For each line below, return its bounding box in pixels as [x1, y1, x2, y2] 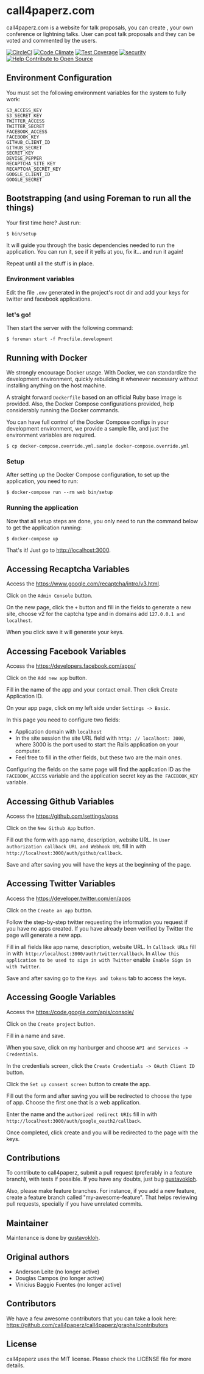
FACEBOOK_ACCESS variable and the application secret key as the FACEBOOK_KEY [6, 772, 199, 779]
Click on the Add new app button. [6, 674, 87, 682]
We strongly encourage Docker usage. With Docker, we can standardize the [6, 368, 197, 376]
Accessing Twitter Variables [6, 879, 116, 889]
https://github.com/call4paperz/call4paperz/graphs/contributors [6, 1321, 169, 1328]
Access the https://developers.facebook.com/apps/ [6, 662, 136, 670]
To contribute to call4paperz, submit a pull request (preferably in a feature [6, 1169, 192, 1176]
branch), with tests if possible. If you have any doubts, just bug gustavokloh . [6, 1175, 198, 1183]
